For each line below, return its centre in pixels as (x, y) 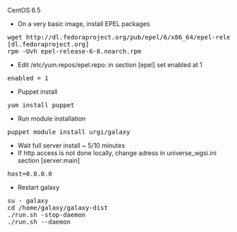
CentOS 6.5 (24, 10)
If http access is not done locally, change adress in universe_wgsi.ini (117, 153)
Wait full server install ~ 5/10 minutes (71, 145)
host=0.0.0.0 (30, 174)
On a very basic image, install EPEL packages (84, 24)
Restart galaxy (38, 187)
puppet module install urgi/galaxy (69, 132)
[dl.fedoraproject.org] (48, 44)
